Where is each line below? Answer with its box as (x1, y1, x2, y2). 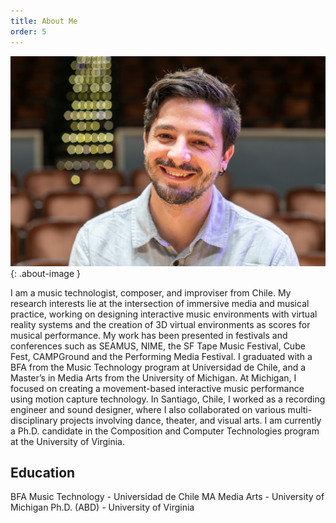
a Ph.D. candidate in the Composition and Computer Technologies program (10, 425, 320, 437)
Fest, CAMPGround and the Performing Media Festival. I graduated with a (10, 350, 313, 362)
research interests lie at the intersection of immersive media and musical (10, 297, 310, 309)
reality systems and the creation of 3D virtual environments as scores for (10, 318, 311, 330)
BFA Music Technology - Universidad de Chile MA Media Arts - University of (10, 491, 325, 503)
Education (10, 465, 76, 482)
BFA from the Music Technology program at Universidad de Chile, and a (10, 361, 307, 373)
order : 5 (10, 26, 47, 37)
